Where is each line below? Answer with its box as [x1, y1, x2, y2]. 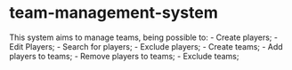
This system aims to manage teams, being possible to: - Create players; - [9, 32, 279, 43]
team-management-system [9, 3, 218, 23]
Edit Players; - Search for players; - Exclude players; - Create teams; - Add [9, 41, 283, 51]
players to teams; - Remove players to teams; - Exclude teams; [9, 51, 239, 61]
